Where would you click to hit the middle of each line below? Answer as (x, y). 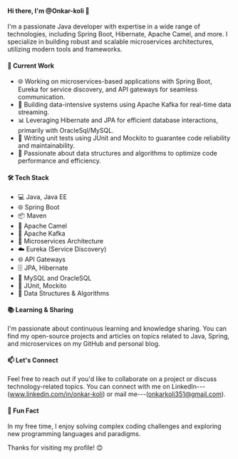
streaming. (33, 112)
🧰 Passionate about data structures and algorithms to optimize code (117, 153)
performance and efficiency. (59, 161)
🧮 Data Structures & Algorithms (63, 293)
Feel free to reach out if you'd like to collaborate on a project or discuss (112, 379)
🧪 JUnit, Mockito (42, 286)
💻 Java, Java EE (42, 196)
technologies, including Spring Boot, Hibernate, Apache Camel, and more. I (118, 34)
